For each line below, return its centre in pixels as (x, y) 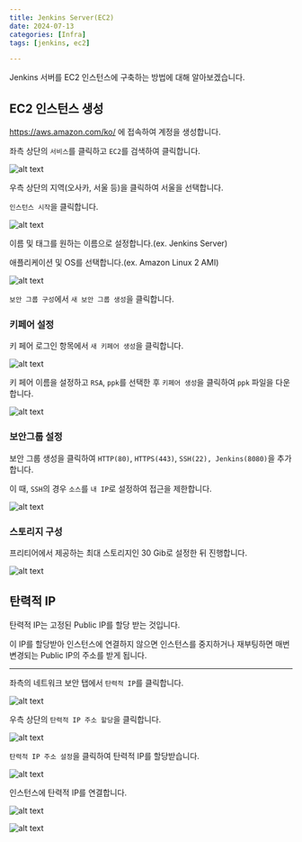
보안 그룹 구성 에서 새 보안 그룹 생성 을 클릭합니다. (92, 299)
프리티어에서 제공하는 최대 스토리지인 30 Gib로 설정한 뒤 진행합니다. (129, 552)
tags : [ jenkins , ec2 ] (50, 43)
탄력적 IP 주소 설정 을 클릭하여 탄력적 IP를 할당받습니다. (105, 756)
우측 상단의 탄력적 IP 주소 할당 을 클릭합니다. (85, 719)
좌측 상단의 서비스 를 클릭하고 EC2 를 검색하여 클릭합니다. (105, 151)
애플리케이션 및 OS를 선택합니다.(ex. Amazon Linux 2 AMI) (114, 263)
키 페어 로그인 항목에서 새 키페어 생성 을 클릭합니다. (97, 346)
